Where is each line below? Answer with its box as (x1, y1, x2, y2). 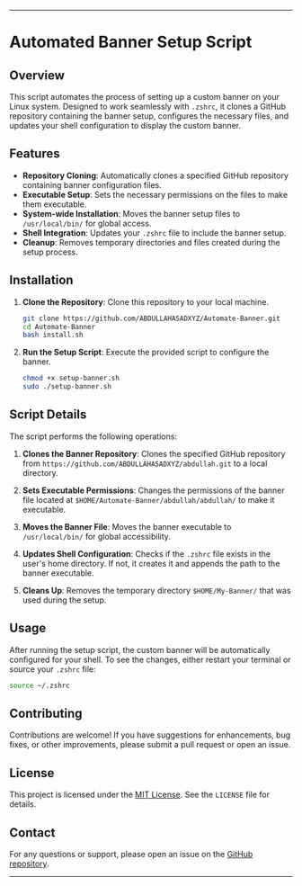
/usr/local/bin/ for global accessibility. (22, 531, 171, 541)
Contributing (9, 705, 83, 720)
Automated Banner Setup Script (9, 32, 253, 52)
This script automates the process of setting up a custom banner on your (9, 92, 280, 102)
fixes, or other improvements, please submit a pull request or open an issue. (9, 739, 291, 750)
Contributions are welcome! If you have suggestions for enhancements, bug (9, 729, 291, 740)
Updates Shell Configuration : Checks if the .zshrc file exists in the (22, 548, 271, 559)
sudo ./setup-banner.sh (22, 382, 112, 391)
